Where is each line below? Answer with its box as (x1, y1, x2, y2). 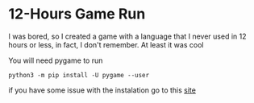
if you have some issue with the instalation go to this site (8, 85, 196, 95)
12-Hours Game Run (8, 5, 146, 23)
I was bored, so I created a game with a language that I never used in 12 (8, 31, 248, 41)
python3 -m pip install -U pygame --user (8, 71, 150, 79)
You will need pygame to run (8, 56, 103, 65)
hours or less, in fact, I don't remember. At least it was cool (8, 39, 204, 49)
